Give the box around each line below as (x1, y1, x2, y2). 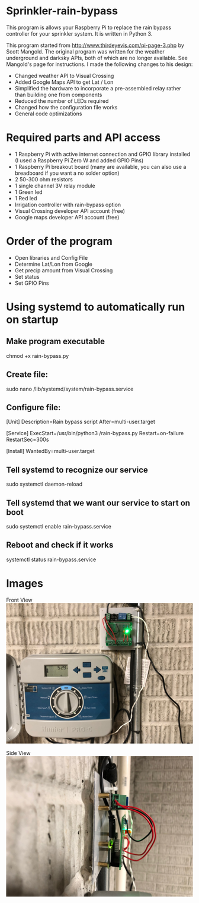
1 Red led (14, 194, 37, 202)
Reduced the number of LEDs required (14, 97, 109, 105)
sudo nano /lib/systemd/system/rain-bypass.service (6, 385, 134, 392)
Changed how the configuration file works (14, 103, 118, 111)
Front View (6, 596, 33, 603)
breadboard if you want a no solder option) (14, 169, 120, 177)
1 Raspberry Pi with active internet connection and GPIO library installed (14, 150, 191, 158)
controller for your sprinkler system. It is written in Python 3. (6, 30, 153, 37)
